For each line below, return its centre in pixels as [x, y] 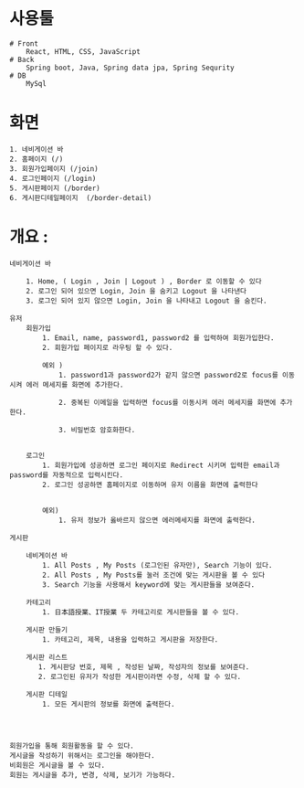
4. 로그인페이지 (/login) [53, 178]
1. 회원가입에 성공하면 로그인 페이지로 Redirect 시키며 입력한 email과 [161, 465]
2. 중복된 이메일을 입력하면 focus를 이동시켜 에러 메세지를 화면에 [167, 402]
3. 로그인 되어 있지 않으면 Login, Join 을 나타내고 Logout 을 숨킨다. [147, 301]
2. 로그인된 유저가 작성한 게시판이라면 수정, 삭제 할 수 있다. [140, 676]
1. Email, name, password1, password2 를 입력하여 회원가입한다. [158, 338]
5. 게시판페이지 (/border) [55, 188]
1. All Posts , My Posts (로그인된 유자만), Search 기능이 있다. [157, 565]
